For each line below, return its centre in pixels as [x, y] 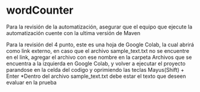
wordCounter [40, 10]
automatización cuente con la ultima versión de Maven [73, 33]
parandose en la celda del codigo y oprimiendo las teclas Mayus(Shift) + [95, 69]
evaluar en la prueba [31, 82]
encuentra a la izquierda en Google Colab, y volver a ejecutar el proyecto [96, 64]
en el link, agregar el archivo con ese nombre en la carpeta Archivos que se [99, 57]
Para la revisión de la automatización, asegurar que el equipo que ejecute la [99, 27]
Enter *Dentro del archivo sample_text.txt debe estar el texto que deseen [96, 76]
